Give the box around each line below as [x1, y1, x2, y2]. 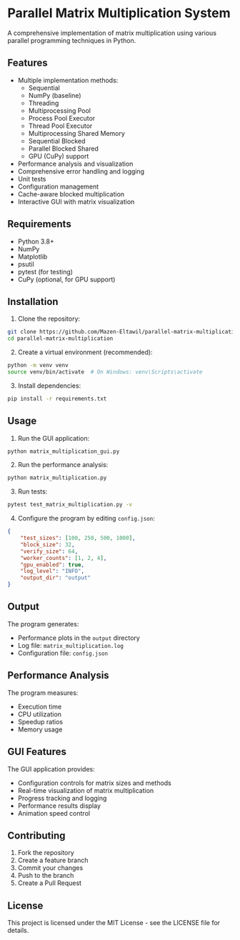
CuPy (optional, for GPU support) [17, 275, 116, 284]
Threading [28, 99, 59, 107]
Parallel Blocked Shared [28, 144, 99, 153]
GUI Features [7, 746, 66, 758]
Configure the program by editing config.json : [17, 514, 155, 523]
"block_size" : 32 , [20, 541, 75, 548]
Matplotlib [17, 252, 48, 261]
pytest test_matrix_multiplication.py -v [7, 501, 133, 509]
